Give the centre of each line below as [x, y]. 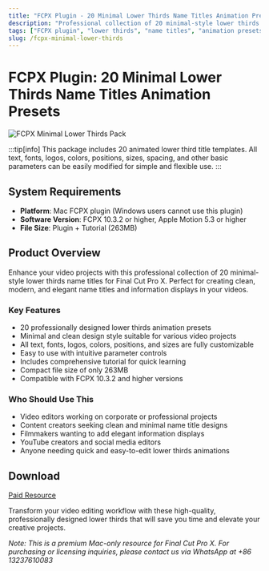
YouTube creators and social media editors [90, 442]
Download [34, 476]
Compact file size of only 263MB [74, 370]
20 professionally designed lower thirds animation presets [116, 328]
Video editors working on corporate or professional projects [118, 416]
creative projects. [37, 528]
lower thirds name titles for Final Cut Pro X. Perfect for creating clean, [141, 280]
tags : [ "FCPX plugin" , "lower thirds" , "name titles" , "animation [121, 30]
